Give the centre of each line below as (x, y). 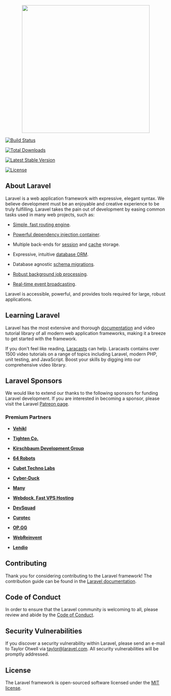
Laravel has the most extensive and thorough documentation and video (80, 328)
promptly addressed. (27, 654)
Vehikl (20, 428)
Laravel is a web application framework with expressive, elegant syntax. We (85, 198)
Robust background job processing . (50, 274)
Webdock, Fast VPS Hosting (43, 498)
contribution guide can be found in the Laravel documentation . (71, 581)
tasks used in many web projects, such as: (50, 214)
